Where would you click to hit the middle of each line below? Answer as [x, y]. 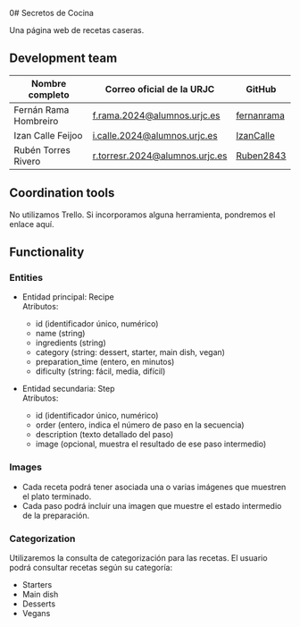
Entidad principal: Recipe [68, 297]
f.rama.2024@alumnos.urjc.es [156, 115]
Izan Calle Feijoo [48, 135]
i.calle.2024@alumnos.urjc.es [155, 135]
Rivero [27, 161]
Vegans [36, 613]
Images [26, 467]
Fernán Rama [42, 109]
